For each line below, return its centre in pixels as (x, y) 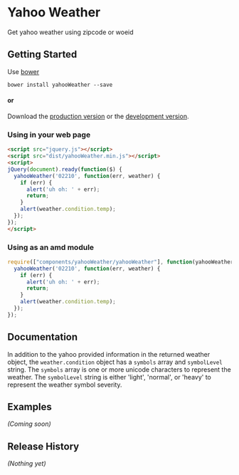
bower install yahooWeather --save (60, 85)
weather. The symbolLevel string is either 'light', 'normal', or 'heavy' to (109, 377)
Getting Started (42, 54)
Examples (30, 407)
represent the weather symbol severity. (65, 385)
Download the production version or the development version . (98, 116)
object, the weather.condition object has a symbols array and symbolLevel (115, 362)
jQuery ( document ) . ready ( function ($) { (65, 169)
